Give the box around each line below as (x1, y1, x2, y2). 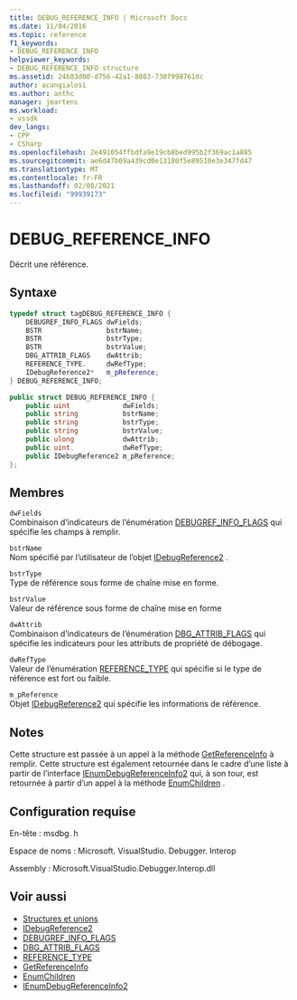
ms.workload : (9, 106, 59, 115)
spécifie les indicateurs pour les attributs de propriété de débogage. (9, 638, 264, 649)
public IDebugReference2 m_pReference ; (25, 452, 176, 461)
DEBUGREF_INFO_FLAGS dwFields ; (25, 318, 144, 327)
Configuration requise (9, 804, 136, 819)
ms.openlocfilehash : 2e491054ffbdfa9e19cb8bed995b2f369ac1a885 (9, 148, 253, 157)
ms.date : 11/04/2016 (9, 22, 88, 31)
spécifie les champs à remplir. (9, 527, 121, 538)
